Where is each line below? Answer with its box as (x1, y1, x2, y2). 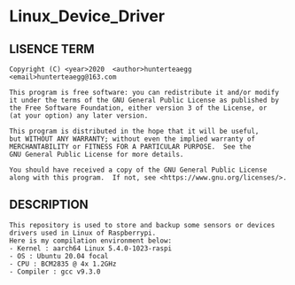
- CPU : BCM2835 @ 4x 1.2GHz (9, 259, 117, 268)
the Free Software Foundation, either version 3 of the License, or (9, 104, 268, 112)
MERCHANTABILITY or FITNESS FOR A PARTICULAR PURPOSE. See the (9, 142, 252, 151)
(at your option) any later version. (9, 112, 149, 120)
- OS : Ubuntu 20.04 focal (9, 251, 109, 260)
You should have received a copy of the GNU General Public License (9, 166, 268, 174)
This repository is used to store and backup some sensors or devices (9, 220, 276, 229)
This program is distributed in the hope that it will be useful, (9, 127, 260, 135)
